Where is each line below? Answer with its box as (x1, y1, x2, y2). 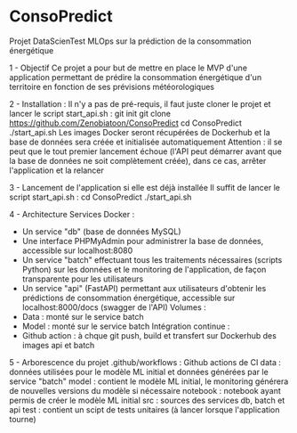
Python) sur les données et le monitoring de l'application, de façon (21, 264, 267, 274)
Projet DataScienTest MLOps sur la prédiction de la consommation (9, 36, 252, 46)
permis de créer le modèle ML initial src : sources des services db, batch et (9, 395, 285, 405)
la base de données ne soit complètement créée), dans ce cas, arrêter (9, 155, 267, 166)
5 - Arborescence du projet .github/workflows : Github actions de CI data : (9, 356, 282, 367)
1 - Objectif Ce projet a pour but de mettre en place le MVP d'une (9, 62, 247, 73)
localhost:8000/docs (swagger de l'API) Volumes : (21, 301, 206, 313)
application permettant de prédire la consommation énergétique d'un (9, 71, 262, 82)
